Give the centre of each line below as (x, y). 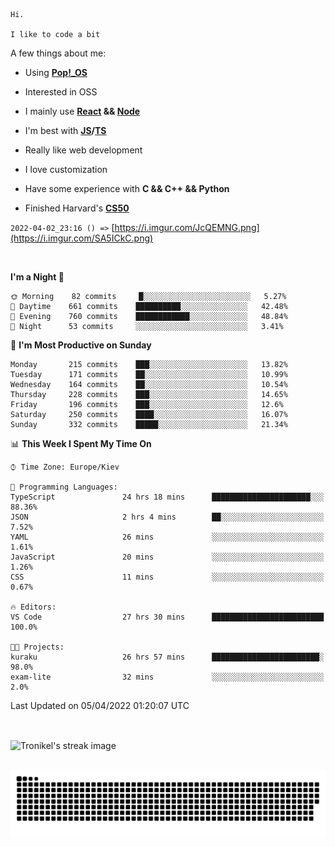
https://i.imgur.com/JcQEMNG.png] (187, 227)
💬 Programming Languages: (64, 487)
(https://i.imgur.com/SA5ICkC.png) (82, 238)
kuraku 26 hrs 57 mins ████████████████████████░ (167, 657)
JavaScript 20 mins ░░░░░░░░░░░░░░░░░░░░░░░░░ (167, 557)
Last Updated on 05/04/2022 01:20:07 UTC (100, 705)
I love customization (66, 169)
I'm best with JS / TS (65, 130)
